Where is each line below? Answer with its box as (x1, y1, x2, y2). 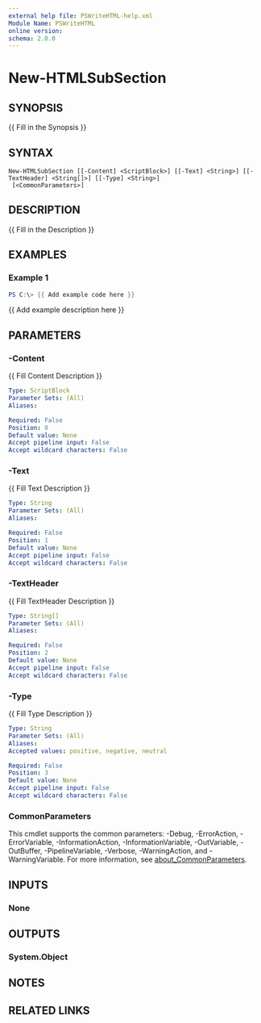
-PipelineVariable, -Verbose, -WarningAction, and (43, 846, 208, 856)
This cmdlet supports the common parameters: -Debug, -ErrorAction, (8, 829, 239, 839)
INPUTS (8, 878, 48, 891)
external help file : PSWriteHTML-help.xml (8, 11, 153, 20)
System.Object (8, 951, 68, 962)
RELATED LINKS (8, 1004, 90, 1017)
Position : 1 (8, 536, 48, 545)
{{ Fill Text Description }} (8, 483, 91, 493)
